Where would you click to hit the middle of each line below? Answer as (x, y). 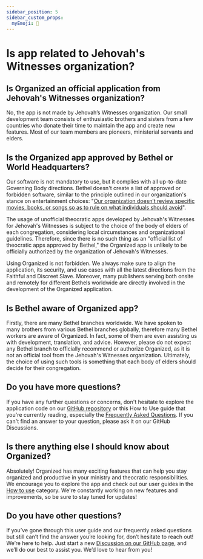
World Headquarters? (48, 167)
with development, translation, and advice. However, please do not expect (99, 342)
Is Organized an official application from (83, 88)
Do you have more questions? (64, 387)
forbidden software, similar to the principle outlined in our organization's (96, 194)
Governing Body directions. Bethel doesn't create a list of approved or (94, 188)
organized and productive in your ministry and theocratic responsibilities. (98, 477)
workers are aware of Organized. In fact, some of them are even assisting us (102, 336)
